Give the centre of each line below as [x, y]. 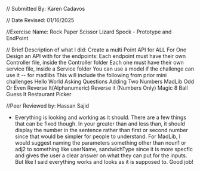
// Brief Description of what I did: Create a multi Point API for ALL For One [96, 50]
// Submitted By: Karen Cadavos [46, 9]
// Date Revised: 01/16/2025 [40, 20]
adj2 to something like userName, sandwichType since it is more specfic [104, 149]
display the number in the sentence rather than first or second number [101, 130]
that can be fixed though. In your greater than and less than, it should [100, 124]
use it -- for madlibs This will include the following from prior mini [87, 75]
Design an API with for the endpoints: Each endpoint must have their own [96, 56]
